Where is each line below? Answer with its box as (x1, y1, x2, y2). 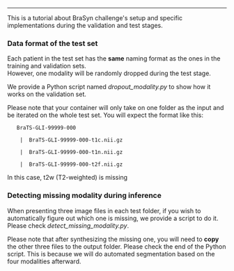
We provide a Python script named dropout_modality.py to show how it (7, 83, 211, 91)
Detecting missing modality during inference (7, 191, 162, 201)
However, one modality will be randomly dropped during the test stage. (7, 69, 211, 77)
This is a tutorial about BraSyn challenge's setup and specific (7, 14, 183, 22)
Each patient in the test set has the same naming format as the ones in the (7, 54, 221, 63)
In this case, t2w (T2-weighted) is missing (7, 173, 127, 182)
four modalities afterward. (7, 257, 81, 265)
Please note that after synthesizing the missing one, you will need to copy (7, 235, 219, 243)
